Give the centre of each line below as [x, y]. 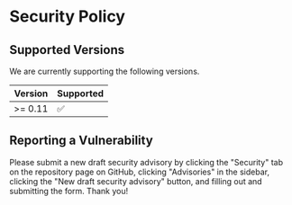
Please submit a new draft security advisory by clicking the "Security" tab [146, 162]
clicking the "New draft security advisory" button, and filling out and [136, 181]
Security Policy [68, 17]
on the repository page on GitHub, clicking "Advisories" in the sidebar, [140, 172]
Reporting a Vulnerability [81, 141]
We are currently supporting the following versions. [105, 71]
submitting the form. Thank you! [69, 191]
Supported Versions [67, 50]
